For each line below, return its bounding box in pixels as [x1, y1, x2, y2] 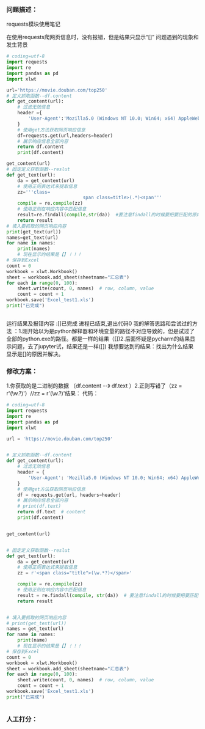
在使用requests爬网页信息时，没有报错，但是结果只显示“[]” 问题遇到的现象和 [6, 34, 199, 41]
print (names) [17, 246, 51, 252]
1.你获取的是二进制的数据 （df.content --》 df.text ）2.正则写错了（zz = [6, 382, 182, 389]
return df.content [17, 144, 64, 150]
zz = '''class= [17, 189, 51, 195]
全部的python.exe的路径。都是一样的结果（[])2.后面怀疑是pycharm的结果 [6, 335, 190, 342]
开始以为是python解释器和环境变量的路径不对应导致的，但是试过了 [27, 327, 195, 334]
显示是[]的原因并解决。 [6, 350, 64, 357]
